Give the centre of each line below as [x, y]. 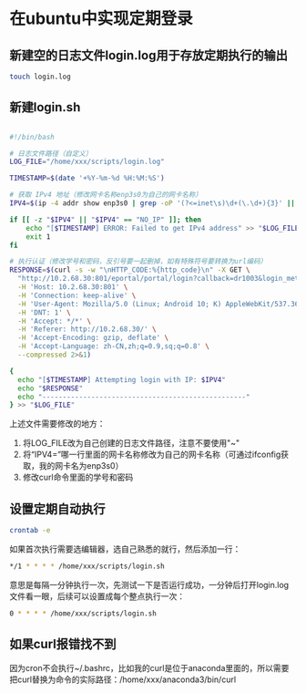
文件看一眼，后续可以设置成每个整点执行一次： [97, 596]
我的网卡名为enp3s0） [81, 466]
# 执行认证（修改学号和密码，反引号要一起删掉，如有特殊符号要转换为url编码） [138, 262]
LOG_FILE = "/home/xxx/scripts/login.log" [87, 162]
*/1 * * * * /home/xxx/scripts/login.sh [87, 566]
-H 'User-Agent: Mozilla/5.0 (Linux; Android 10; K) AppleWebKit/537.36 [158, 304]
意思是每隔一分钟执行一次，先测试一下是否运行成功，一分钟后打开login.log [149, 584]
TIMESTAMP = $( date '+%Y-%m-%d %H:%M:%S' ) [87, 179]
